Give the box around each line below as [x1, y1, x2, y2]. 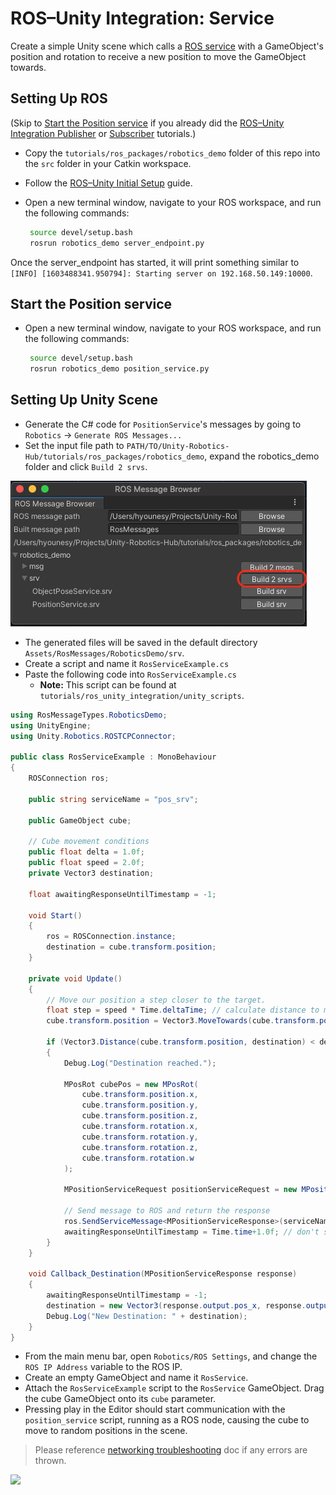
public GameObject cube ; [28, 815, 132, 826]
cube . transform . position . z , [81, 1111, 199, 1121]
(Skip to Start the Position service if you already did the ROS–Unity [10, 117, 285, 129]
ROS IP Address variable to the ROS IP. [24, 1361, 183, 1373]
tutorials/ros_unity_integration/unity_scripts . [39, 689, 245, 701]
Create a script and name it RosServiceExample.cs [24, 657, 230, 669]
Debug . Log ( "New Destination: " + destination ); [46, 1311, 248, 1321]
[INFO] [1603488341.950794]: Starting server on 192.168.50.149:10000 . [10, 267, 313, 279]
